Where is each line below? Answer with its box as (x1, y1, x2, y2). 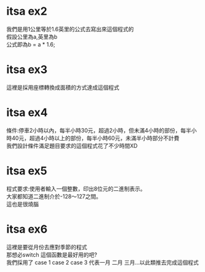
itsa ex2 (6, 4, 48, 18)
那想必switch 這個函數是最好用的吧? (6, 251, 98, 258)
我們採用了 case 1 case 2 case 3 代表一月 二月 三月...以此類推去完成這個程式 (6, 258, 199, 266)
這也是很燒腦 (6, 200, 39, 208)
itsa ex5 (6, 164, 47, 177)
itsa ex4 (6, 106, 48, 120)
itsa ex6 (6, 222, 48, 236)
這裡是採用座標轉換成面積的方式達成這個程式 (6, 84, 120, 91)
